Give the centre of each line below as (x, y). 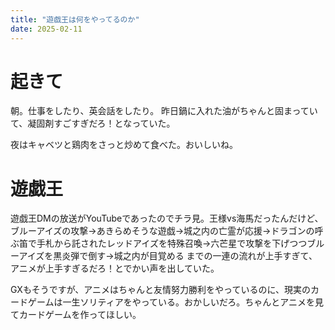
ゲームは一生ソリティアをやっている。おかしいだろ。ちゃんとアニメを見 (175, 302)
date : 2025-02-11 (46, 29)
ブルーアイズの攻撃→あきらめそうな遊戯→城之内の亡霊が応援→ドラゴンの (162, 231)
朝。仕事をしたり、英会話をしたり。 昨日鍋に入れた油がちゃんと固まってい (164, 111)
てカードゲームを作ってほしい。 (76, 315)
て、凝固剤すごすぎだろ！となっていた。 (93, 123)
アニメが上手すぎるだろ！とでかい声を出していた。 (115, 268)
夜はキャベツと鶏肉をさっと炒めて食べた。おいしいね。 (124, 145)
